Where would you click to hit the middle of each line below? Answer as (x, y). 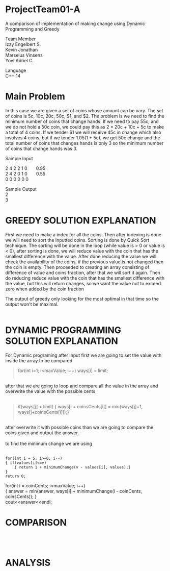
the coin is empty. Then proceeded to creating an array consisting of (77, 267)
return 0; (16, 476)
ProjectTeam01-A (43, 9)
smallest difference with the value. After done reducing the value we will (81, 256)
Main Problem (35, 97)
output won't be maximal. (32, 304)
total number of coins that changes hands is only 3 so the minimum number (84, 143)
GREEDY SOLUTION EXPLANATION (81, 221)
